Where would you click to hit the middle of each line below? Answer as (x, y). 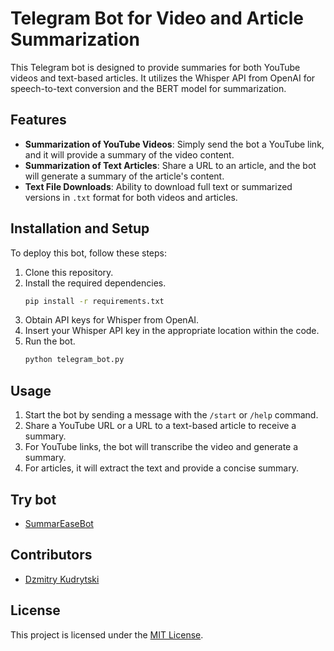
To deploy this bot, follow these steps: (88, 253)
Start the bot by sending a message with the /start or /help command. (171, 415)
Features (38, 120)
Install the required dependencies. (95, 283)
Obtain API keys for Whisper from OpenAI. (112, 320)
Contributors (51, 555)
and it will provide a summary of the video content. (129, 154)
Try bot (33, 499)
